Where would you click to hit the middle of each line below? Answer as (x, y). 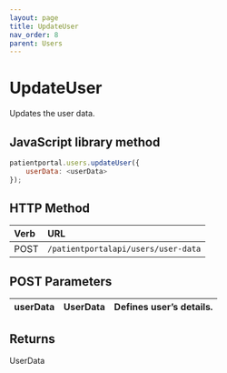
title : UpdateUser (44, 26)
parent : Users (36, 43)
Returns (33, 339)
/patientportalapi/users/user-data (124, 249)
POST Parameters (61, 282)
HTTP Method (50, 209)
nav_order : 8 (34, 35)
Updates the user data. (52, 114)
